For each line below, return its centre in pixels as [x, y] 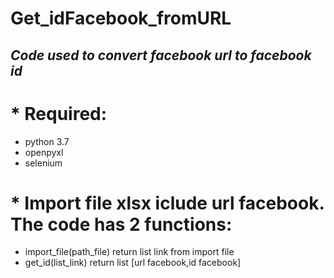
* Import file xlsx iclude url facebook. [167, 203]
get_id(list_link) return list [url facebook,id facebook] [133, 263]
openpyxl [44, 152]
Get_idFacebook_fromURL [121, 18]
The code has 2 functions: [121, 224]
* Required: [59, 113]
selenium [43, 163]
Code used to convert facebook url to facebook [161, 55]
